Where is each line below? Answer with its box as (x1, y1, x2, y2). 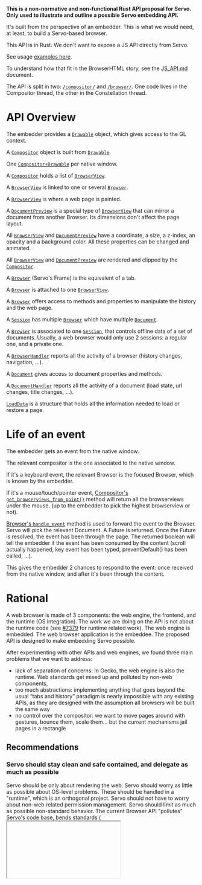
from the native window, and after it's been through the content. (6, 570, 165, 578)
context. (6, 137, 27, 144)
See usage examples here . (6, 53, 72, 60)
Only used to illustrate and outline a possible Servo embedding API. (6, 11, 179, 19)
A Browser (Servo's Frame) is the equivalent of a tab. (6, 274, 136, 282)
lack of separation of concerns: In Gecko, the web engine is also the (14, 667, 185, 674)
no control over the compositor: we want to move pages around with (14, 712, 185, 719)
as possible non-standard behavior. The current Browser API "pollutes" (6, 807, 183, 814)
